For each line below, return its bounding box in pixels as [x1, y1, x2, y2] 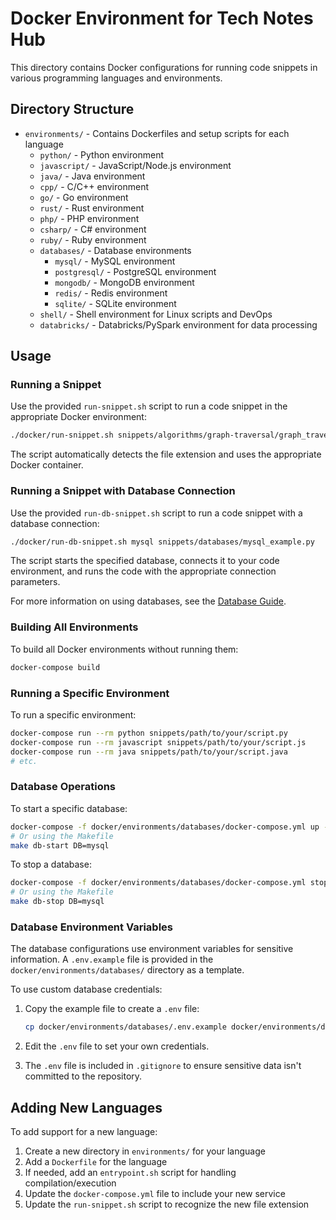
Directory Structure [10, 101, 135, 118]
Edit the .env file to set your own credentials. [24, 1040, 210, 1052]
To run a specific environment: [10, 708, 137, 721]
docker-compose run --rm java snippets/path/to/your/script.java [10, 747, 288, 757]
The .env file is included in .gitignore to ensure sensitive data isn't [24, 1060, 302, 1072]
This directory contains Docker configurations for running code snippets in [10, 61, 318, 73]
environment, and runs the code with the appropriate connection [10, 565, 277, 577]
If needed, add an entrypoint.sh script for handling [24, 1166, 237, 1178]
